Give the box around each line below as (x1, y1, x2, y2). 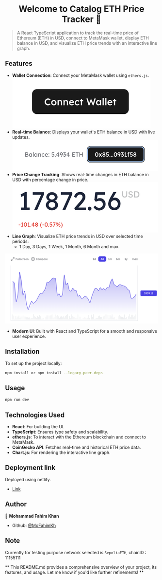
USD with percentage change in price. (12, 177, 89, 183)
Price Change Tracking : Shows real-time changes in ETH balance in (12, 172, 149, 178)
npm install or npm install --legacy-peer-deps (5, 370, 103, 375)
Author (5, 500, 27, 508)
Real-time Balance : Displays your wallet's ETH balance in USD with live (12, 129, 155, 135)
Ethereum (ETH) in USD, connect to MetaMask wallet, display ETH (16, 35, 149, 41)
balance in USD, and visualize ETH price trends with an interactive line (16, 40, 158, 46)
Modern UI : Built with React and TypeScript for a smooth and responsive (12, 328, 158, 334)
